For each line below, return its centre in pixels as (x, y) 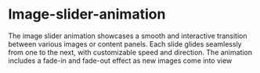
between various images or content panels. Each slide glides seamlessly (125, 43)
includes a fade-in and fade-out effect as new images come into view (120, 61)
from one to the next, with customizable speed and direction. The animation (130, 52)
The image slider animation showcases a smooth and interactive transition (128, 36)
